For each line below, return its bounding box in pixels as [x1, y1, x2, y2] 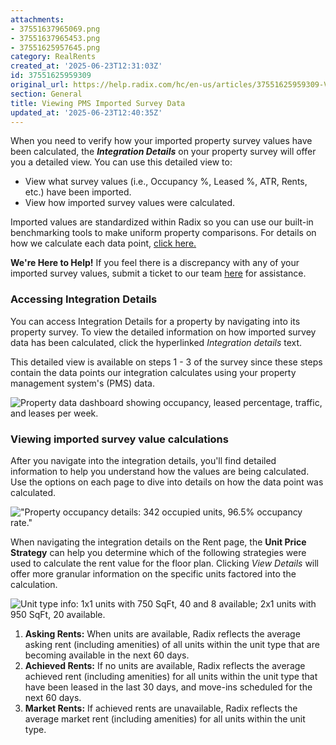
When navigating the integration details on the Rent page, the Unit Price [10, 536, 307, 548]
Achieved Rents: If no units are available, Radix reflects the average [24, 659, 306, 671]
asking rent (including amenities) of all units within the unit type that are [24, 638, 320, 650]
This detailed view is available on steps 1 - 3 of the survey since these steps [10, 356, 323, 368]
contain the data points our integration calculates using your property [10, 366, 297, 378]
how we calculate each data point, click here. [10, 237, 197, 250]
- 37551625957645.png [10, 42, 101, 53]
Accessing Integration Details [10, 292, 158, 306]
